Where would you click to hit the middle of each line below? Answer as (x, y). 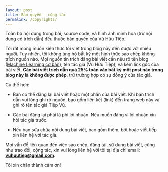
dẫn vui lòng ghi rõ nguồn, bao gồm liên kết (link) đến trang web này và (86, 100)
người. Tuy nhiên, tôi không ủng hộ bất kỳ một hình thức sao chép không (80, 54)
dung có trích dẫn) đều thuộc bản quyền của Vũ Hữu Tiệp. (65, 39)
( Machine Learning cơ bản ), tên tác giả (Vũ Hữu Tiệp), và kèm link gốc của (82, 64)
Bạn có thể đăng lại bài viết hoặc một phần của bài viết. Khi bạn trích (83, 95)
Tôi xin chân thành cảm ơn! (33, 165)
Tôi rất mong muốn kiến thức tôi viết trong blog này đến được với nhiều (78, 49)
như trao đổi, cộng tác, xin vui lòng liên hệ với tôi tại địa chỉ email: (73, 150)
